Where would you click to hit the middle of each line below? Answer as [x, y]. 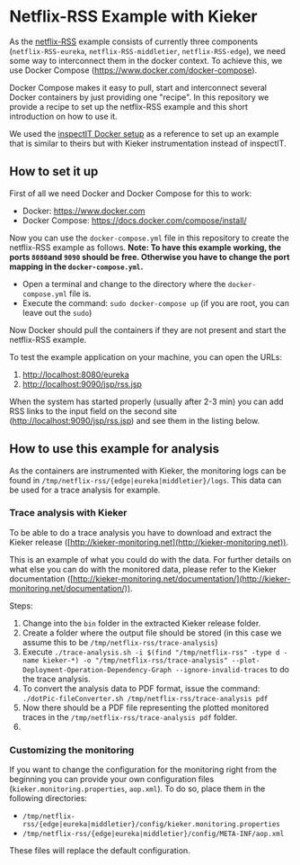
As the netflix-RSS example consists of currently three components [134, 41]
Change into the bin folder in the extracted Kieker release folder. [141, 623]
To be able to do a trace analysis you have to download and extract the [141, 532]
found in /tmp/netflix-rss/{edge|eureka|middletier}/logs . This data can [146, 480]
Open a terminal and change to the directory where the [124, 284]
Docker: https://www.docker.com [84, 211]
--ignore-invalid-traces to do [232, 669]
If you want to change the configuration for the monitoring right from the [143, 770]
